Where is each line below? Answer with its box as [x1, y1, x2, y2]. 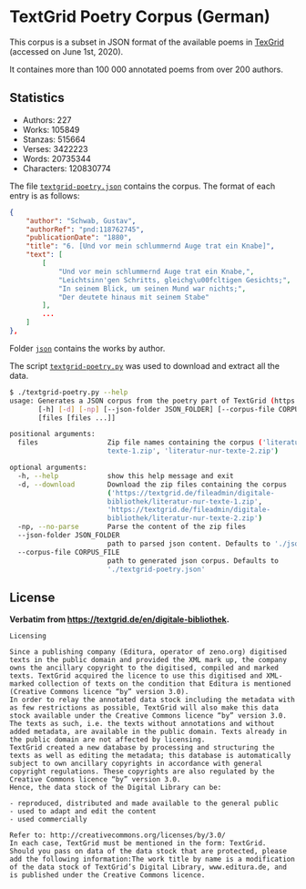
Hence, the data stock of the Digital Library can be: [9, 783, 222, 792]
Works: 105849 [22, 124, 80, 135]
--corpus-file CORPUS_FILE [17, 547, 120, 557]
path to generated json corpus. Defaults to [107, 556, 280, 566]
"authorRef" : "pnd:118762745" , [25, 225, 145, 234]
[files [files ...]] [37, 413, 117, 423]
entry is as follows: [9, 189, 80, 201]
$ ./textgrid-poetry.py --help [9, 387, 128, 397]
